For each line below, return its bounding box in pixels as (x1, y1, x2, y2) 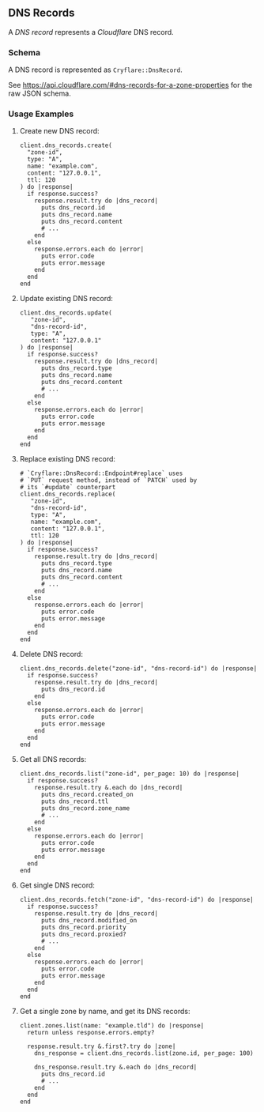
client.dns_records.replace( (19, 490, 116, 499)
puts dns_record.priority (40, 924, 126, 932)
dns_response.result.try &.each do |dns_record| (34, 1063, 198, 1072)
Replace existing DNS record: (19, 454, 116, 464)
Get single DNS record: (19, 880, 95, 890)
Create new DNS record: (19, 126, 100, 136)
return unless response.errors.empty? (27, 1029, 155, 1037)
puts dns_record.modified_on (40, 917, 138, 925)
